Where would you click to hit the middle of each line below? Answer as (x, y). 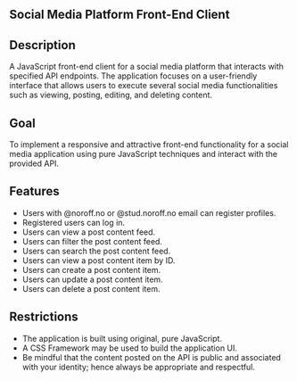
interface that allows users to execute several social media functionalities (144, 86)
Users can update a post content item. (92, 279)
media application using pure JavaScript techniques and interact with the (144, 154)
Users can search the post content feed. (96, 251)
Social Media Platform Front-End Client (120, 15)
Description (42, 45)
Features (34, 191)
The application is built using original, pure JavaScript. (122, 338)
